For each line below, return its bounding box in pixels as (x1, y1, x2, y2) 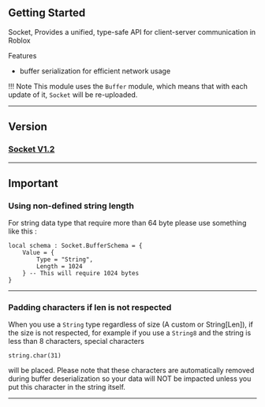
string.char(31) (8, 352, 62, 360)
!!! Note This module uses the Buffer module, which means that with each (8, 81, 248, 91)
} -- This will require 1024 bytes (22, 270, 140, 278)
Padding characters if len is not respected (8, 302, 172, 313)
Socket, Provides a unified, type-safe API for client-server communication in (8, 27, 256, 36)
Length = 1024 (36, 263, 83, 271)
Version (8, 120, 47, 133)
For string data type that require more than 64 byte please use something (8, 218, 247, 228)
